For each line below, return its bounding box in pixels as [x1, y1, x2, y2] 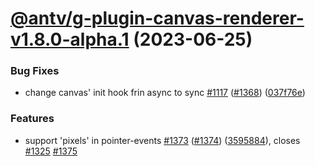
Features [10, 112, 55, 126]
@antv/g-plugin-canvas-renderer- [10, 7, 305, 30]
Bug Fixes [10, 64, 60, 78]
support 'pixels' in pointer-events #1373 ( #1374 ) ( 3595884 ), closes [24, 134, 301, 146]
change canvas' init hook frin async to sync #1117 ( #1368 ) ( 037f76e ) [24, 87, 306, 99]
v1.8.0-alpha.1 [10, 28, 130, 51]
